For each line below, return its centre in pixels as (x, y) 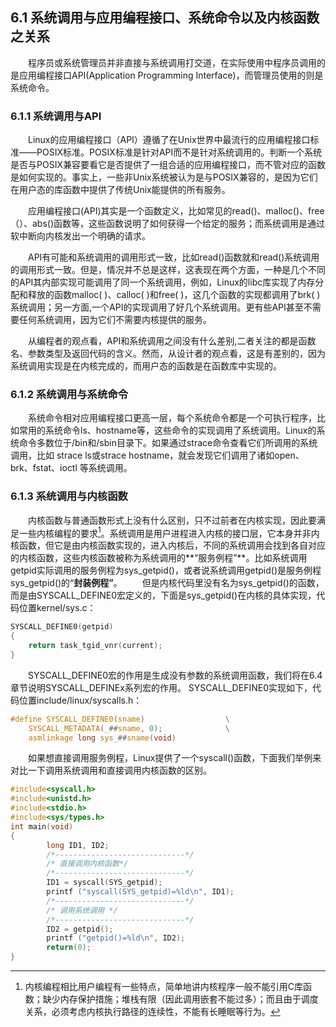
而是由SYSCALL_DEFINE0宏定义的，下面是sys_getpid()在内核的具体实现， (163, 595)
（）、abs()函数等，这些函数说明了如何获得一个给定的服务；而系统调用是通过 (168, 224)
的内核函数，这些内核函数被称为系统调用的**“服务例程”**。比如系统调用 (159, 558)
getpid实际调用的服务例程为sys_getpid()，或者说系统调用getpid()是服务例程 (166, 570)
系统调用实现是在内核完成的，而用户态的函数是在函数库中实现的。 (146, 366)
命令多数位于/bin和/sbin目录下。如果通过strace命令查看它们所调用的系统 (168, 443)
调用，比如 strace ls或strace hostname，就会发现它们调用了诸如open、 (157, 455)
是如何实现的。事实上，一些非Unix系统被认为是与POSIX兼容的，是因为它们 (164, 177)
